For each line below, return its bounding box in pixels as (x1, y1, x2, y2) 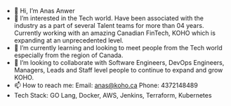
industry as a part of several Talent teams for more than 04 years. (13, 22, 204, 29)
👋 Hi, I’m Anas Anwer (13, 7, 75, 15)
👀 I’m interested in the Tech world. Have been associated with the (13, 14, 204, 22)
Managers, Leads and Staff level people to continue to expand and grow (13, 66, 223, 74)
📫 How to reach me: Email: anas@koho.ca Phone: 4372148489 (13, 81, 198, 89)
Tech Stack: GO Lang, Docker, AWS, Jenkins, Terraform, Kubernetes (13, 91, 212, 99)
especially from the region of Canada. (13, 51, 124, 59)
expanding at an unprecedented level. (13, 36, 124, 45)
